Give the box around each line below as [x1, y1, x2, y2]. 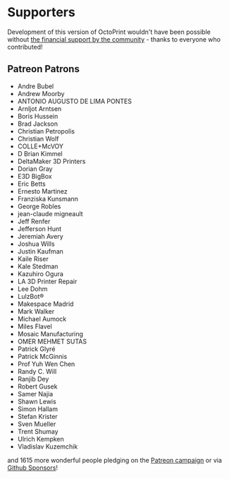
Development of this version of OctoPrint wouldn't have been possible [7, 28, 211, 36]
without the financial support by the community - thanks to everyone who [7, 35, 221, 43]
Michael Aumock [17, 314, 67, 323]
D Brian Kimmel [17, 149, 63, 158]
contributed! [7, 42, 44, 51]
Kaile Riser [17, 254, 49, 263]
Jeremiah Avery [17, 232, 63, 240]
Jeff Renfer [17, 217, 51, 225]
